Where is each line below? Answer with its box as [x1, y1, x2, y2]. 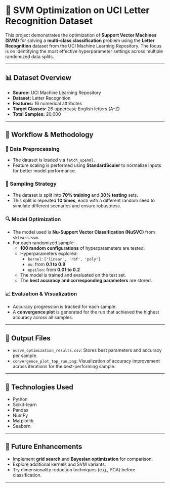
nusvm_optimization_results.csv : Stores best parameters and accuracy [12, 347, 162, 353]
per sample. [12, 352, 38, 359]
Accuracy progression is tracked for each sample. [12, 303, 117, 310]
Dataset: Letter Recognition [12, 95, 71, 101]
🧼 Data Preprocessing [5, 146, 60, 153]
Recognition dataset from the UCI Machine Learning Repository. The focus [5, 42, 162, 49]
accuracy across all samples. [12, 315, 73, 321]
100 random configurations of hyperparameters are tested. [20, 245, 145, 251]
